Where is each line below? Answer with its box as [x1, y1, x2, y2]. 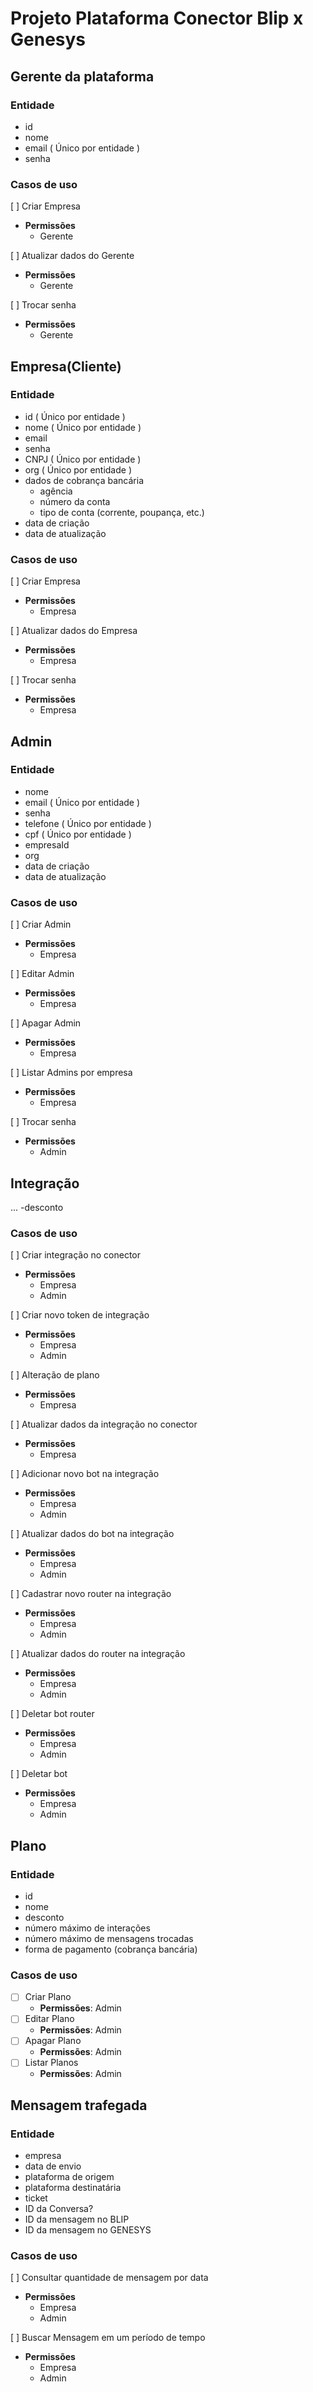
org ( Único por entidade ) [24, 463, 132, 476]
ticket [24, 2192, 48, 2204]
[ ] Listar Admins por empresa [10, 1067, 133, 1079]
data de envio [24, 2160, 82, 2172]
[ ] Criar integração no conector [10, 1249, 142, 1261]
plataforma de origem [24, 2171, 115, 2183]
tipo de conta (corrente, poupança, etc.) [39, 506, 205, 518]
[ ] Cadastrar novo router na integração [10, 1588, 172, 1600]
